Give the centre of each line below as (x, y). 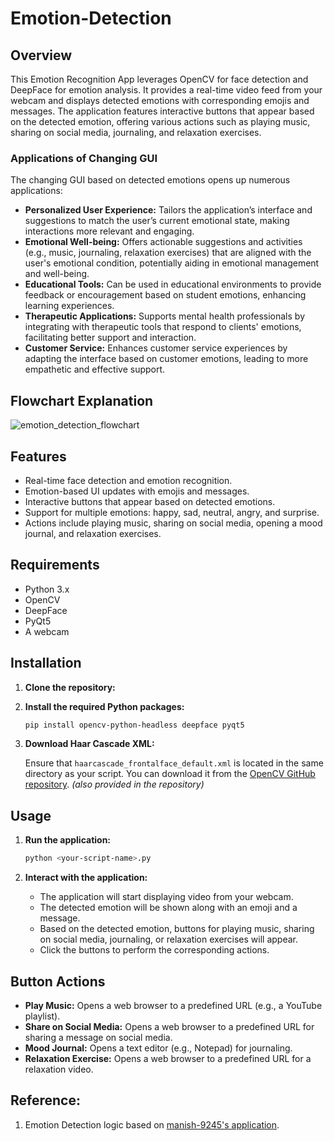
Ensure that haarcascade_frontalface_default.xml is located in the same (174, 763)
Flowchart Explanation (82, 400)
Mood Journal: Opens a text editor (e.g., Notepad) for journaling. (158, 1048)
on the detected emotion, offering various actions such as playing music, (160, 121)
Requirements (55, 565)
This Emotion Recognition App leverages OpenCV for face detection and (159, 79)
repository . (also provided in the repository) (114, 784)
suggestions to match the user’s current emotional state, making (157, 221)
